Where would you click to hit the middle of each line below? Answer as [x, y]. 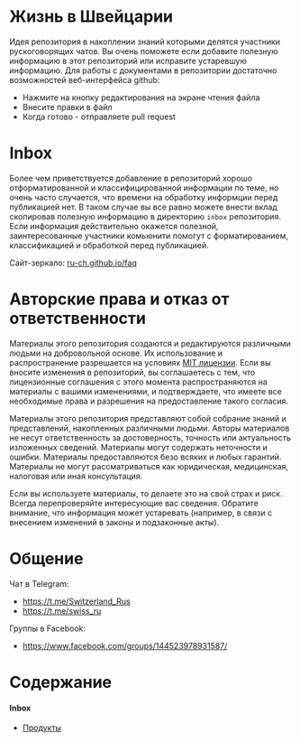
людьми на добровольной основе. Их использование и [116, 353]
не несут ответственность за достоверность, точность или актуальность [150, 437]
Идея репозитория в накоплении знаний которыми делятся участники [145, 42]
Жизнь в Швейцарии [91, 17]
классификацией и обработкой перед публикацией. [109, 245]
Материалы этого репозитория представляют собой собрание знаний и [148, 418]
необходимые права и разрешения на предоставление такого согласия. [149, 401]
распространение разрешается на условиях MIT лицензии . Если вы [141, 362]
